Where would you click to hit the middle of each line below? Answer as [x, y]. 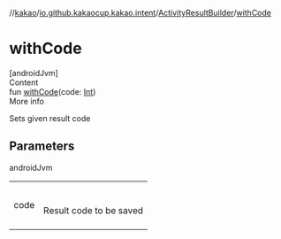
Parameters [42, 146]
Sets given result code [50, 118]
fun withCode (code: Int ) [53, 91]
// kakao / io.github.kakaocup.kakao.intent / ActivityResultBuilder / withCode [140, 13]
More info [27, 101]
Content [24, 82]
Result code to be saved [93, 210]
